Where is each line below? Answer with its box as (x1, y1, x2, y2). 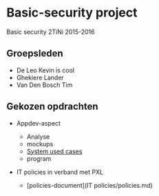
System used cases (26, 147, 83, 155)
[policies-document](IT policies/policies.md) (26, 181, 153, 189)
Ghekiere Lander (16, 73, 65, 81)
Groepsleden (6, 48, 63, 59)
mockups (26, 139, 54, 148)
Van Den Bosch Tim (16, 81, 73, 89)
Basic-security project (6, 5, 138, 21)
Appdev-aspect (16, 119, 61, 127)
